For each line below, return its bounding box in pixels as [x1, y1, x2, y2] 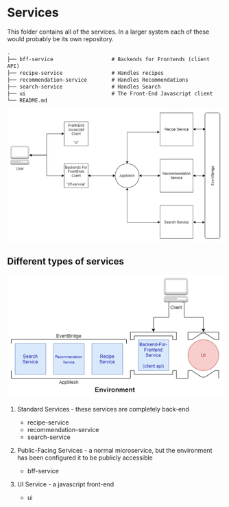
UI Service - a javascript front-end [16, 480, 114, 488]
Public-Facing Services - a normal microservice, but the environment [16, 446, 213, 454]
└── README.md [7, 97, 48, 104]
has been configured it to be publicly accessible [16, 453, 153, 462]
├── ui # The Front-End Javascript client [7, 90, 213, 97]
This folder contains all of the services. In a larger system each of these [7, 27, 210, 36]
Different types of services [7, 256, 125, 267]
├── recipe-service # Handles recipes [7, 69, 165, 76]
